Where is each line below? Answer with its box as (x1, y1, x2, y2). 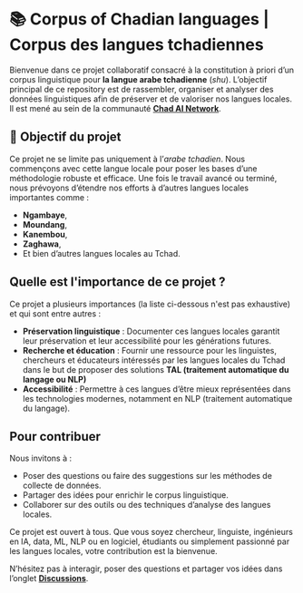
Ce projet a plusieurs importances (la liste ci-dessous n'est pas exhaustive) (9, 298, 291, 309)
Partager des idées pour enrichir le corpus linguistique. (22, 490, 230, 501)
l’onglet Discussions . (9, 573, 89, 584)
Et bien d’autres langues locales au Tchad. (22, 248, 181, 258)
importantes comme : (9, 191, 89, 202)
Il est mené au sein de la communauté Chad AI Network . (9, 102, 222, 113)
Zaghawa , (22, 238, 62, 249)
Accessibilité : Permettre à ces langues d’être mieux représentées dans (22, 384, 291, 394)
